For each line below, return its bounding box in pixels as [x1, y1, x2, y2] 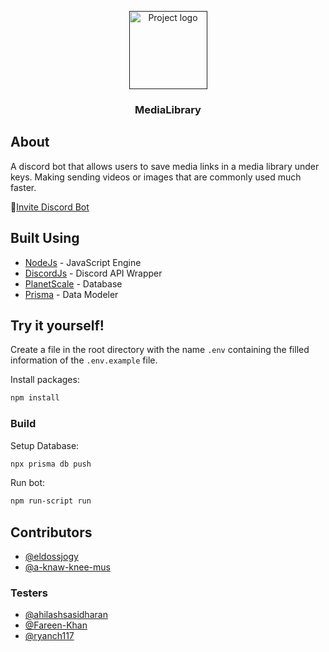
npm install [10, 393, 60, 403]
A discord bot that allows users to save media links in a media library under [10, 160, 320, 172]
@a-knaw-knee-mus [24, 561, 111, 573]
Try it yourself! [10, 317, 105, 334]
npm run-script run [10, 496, 92, 506]
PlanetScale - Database [24, 277, 123, 290]
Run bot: [10, 477, 46, 489]
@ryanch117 [24, 630, 75, 642]
